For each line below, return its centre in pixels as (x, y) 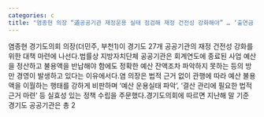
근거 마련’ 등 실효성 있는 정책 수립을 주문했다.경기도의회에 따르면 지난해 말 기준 (129, 95)
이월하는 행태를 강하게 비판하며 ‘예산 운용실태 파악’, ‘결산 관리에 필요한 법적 (137, 85)
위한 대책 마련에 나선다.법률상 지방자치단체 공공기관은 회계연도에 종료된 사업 (125, 56)
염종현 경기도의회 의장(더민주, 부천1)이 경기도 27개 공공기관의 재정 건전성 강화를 (131, 46)
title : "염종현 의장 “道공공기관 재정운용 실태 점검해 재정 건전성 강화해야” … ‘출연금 (131, 23)
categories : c (32, 15)
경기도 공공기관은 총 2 (42, 105)
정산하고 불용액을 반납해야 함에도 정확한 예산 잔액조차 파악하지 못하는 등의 (130, 66)
